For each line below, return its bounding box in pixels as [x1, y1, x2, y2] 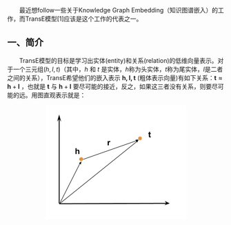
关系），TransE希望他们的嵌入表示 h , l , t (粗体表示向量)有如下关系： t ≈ [25, 73, 223, 81]
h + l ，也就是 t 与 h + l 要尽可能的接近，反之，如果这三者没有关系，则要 [7, 82, 212, 90]
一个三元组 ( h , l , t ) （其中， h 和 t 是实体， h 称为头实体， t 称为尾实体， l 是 [12, 65, 212, 73]
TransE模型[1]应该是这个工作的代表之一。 [25, 14, 143, 23]
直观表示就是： [43, 90, 86, 99]
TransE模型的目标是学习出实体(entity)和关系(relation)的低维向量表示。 [19, 56, 219, 64]
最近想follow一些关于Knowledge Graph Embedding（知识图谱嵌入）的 [19, 6, 219, 14]
